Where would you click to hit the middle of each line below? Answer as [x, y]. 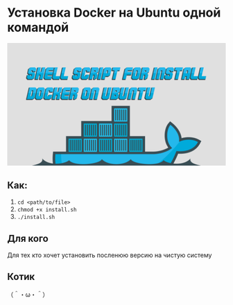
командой [38, 27]
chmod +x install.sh [47, 210]
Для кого [28, 238]
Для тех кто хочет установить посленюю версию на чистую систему [110, 255]
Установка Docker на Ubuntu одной [114, 13]
